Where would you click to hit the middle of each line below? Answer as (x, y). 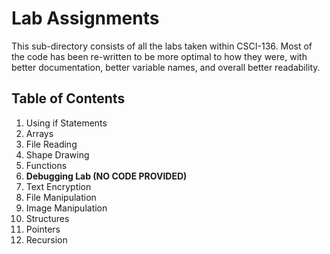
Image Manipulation (66, 208)
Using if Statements (66, 123)
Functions (46, 165)
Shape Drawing (57, 154)
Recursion (46, 239)
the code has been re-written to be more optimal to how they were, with (159, 56)
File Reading (51, 144)
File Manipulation (61, 197)
